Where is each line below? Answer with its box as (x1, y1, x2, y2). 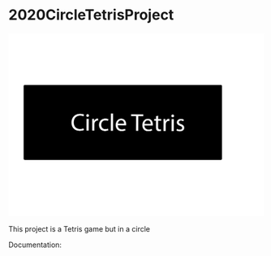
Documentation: (8, 240, 62, 249)
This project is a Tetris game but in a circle (8, 223, 150, 233)
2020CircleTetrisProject (8, 6, 174, 24)
